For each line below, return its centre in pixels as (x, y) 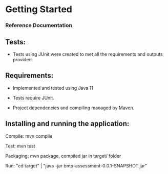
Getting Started (39, 9)
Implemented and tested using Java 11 (53, 88)
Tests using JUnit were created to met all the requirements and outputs (88, 54)
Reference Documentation (39, 26)
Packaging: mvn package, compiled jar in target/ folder (63, 156)
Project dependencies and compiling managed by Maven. (73, 108)
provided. (23, 59)
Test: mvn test (20, 146)
